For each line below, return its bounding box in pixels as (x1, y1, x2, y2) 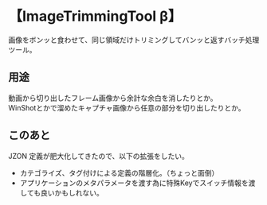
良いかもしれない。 (40, 188, 104, 197)
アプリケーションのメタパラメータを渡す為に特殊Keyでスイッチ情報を (19, 178, 249, 188)
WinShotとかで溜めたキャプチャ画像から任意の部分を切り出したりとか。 (8, 102, 245, 112)
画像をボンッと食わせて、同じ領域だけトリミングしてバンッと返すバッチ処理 (8, 35, 260, 44)
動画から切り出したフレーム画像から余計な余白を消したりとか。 (8, 93, 218, 102)
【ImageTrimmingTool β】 (8, 7, 183, 25)
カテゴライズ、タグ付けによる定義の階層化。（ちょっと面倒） (19, 168, 219, 177)
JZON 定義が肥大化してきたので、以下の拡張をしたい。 (8, 151, 190, 161)
